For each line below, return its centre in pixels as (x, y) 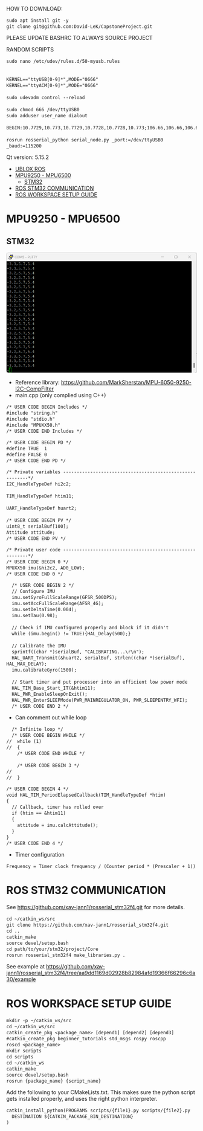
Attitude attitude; (31, 532)
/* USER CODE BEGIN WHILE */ (48, 735)
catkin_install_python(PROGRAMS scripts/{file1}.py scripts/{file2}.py (98, 1110)
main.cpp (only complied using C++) (60, 395)
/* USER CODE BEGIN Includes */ (47, 407)
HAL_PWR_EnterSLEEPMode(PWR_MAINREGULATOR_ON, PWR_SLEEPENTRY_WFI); (100, 700)
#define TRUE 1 (27, 449)
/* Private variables (34, 472)
